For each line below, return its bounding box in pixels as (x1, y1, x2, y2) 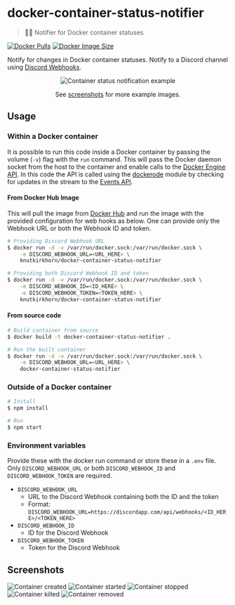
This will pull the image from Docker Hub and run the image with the (7, 209, 204, 217)
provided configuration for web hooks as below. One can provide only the (7, 216, 220, 225)
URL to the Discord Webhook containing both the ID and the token (27, 493, 219, 501)
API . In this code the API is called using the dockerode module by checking (7, 170, 224, 178)
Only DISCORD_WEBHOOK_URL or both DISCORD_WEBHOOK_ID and (7, 464, 176, 472)
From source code (7, 311, 62, 320)
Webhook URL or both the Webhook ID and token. (7, 223, 152, 233)
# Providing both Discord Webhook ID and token (7, 270, 149, 277)
